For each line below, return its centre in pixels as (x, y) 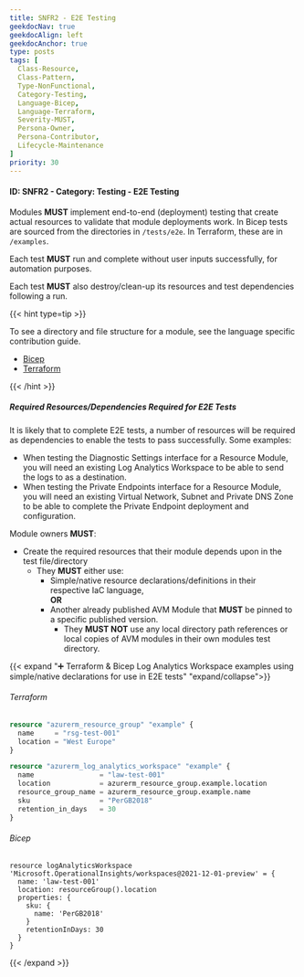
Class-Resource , (48, 69)
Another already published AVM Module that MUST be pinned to (171, 610)
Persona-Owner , (47, 129)
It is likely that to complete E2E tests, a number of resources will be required (152, 430)
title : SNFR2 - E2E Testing (63, 18)
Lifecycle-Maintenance (61, 145)
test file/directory (55, 561)
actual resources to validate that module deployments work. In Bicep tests (149, 221)
